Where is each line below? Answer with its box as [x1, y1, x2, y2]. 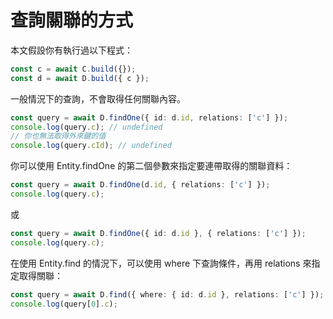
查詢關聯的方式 [10, 9, 134, 32]
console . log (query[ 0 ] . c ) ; [10, 299, 118, 309]
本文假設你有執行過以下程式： [10, 44, 133, 56]
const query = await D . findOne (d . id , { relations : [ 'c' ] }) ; [10, 180, 271, 190]
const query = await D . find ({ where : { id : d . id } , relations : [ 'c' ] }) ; [10, 289, 325, 300]
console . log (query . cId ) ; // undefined [10, 141, 172, 151]
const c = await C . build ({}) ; [10, 64, 137, 74]
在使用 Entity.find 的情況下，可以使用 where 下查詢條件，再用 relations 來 [10, 257, 312, 269]
